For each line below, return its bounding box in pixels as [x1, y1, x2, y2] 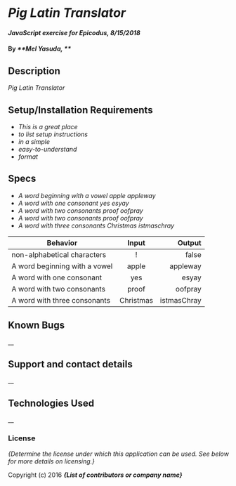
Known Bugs [8, 320, 65, 331]
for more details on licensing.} [8, 457, 96, 465]
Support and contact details [8, 358, 133, 370]
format [18, 152, 38, 161]
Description [8, 65, 60, 77]
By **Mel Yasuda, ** [8, 44, 72, 53]
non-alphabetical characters [11, 249, 107, 259]
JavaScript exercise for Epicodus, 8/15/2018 [8, 28, 141, 37]
